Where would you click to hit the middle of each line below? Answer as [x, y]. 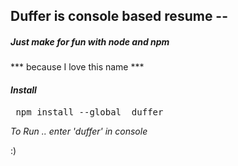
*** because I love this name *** [77, 67]
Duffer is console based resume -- [119, 16]
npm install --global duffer [89, 112]
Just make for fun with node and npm [90, 41]
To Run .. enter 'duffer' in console [79, 131]
